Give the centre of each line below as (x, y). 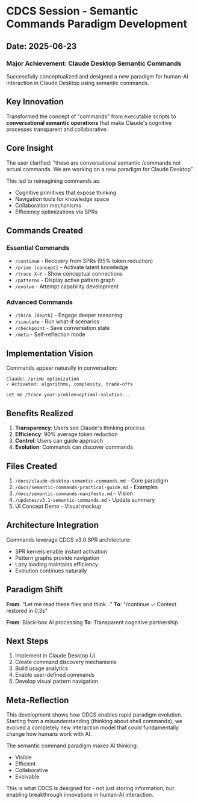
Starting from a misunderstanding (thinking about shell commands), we (94, 721)
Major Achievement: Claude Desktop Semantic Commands (94, 63)
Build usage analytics (41, 668)
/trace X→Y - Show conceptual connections (69, 274)
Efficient (25, 764)
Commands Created (45, 230)
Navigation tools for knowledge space (62, 199)
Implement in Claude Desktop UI (55, 656)
